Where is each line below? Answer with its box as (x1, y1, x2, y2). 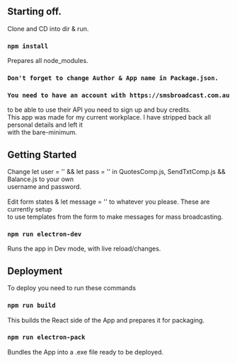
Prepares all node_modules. (7, 57, 88, 65)
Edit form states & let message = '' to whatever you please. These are (7, 197, 210, 206)
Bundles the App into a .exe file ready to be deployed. (7, 347, 164, 356)
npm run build (7, 301, 56, 310)
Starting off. (7, 6, 62, 18)
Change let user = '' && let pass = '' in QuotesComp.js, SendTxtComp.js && (7, 168, 226, 176)
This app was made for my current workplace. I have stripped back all (7, 113, 211, 122)
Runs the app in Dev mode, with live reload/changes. (7, 244, 161, 253)
